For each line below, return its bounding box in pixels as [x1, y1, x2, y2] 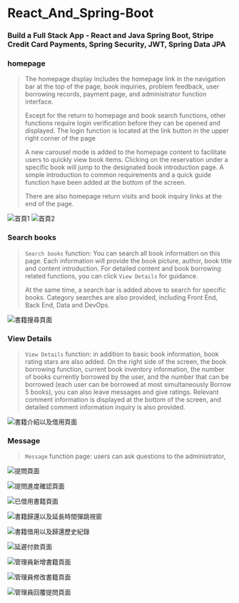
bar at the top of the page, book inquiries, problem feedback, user [24, 82, 220, 91]
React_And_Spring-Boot [7, 5, 154, 21]
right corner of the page [24, 134, 96, 143]
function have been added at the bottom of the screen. [24, 178, 186, 187]
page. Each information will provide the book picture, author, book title [24, 256, 232, 265]
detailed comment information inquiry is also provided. [24, 403, 185, 411]
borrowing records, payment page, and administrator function [24, 90, 207, 98]
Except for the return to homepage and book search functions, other [24, 111, 226, 120]
